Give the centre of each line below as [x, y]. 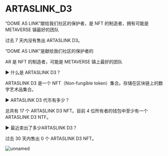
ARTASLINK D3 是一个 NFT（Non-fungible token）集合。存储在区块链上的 [82, 83]
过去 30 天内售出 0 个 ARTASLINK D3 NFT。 [51, 138]
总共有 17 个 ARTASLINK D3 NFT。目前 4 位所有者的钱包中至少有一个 [77, 111]
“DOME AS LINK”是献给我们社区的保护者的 [50, 51]
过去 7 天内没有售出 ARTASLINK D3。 [44, 40]
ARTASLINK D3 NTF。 [28, 117]
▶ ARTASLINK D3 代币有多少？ [37, 100]
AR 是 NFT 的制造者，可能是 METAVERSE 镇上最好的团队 [64, 61]
